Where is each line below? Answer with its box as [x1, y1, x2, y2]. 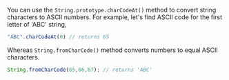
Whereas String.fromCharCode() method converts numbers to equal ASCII [7, 46, 219, 54]
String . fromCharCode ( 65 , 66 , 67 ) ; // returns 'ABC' [7, 66, 153, 73]
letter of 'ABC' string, [7, 21, 67, 28]
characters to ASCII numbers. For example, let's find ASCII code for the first [7, 13, 223, 21]
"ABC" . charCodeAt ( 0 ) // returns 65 [7, 34, 110, 40]
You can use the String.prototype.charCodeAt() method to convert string [7, 6, 217, 14]
